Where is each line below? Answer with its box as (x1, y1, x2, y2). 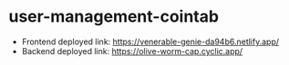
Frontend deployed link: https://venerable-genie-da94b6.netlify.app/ (21, 36, 280, 47)
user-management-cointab (8, 6, 220, 27)
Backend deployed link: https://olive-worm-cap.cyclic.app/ (21, 45, 243, 56)
